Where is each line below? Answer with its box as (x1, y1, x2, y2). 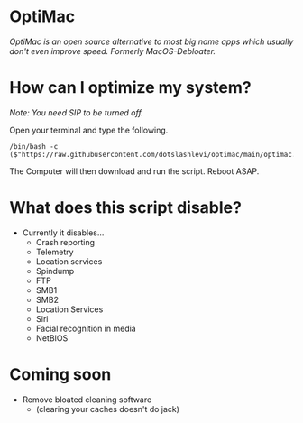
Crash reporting (35, 236, 96, 247)
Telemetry (35, 246, 74, 257)
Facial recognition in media (35, 323, 137, 334)
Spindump (35, 265, 75, 276)
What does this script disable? (9, 198, 242, 218)
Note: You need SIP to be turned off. (9, 106, 144, 118)
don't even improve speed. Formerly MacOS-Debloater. (9, 45, 216, 56)
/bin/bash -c (9, 142, 59, 151)
